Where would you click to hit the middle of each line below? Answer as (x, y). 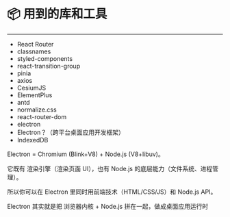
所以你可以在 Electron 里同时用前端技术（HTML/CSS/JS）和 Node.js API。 (112, 192)
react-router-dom (42, 116)
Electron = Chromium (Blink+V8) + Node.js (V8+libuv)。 (86, 154)
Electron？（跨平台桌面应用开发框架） (71, 132)
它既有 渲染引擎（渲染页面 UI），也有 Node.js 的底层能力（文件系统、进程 (110, 168)
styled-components (45, 58)
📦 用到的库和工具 (57, 14)
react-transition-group (49, 66)
